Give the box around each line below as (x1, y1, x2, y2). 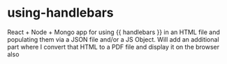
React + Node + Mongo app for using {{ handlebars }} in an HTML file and (7, 28, 220, 36)
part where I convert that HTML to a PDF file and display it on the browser (7, 42, 220, 51)
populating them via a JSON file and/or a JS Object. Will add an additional (7, 35, 219, 43)
